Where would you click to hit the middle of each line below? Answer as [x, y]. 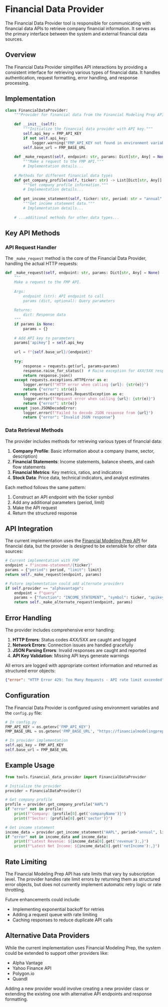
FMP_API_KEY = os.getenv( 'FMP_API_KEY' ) [48, 727]
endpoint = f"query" [35, 593]
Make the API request [35, 508]
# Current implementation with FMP [42, 561]
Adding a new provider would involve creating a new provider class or [77, 988]
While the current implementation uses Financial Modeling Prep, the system [83, 948]
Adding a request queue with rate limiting [55, 914]
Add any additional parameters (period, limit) [58, 502]
